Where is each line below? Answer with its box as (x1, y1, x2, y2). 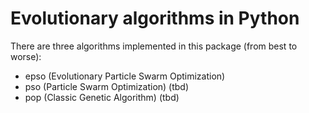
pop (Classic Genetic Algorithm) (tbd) (24, 91, 180, 103)
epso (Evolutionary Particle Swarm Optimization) (24, 70, 226, 82)
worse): (10, 50, 42, 62)
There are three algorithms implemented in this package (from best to (10, 40, 298, 52)
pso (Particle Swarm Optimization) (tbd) (24, 80, 190, 92)
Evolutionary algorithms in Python (10, 7, 300, 30)
